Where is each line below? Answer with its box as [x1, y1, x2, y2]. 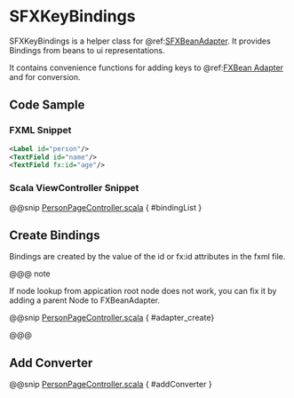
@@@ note [9, 268, 51, 279]
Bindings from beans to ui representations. [9, 44, 165, 55]
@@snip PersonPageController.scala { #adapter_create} [9, 313, 215, 323]
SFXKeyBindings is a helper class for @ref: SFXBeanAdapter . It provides [9, 36, 271, 46]
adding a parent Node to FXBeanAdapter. [9, 295, 161, 306]
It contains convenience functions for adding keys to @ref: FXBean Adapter [9, 62, 284, 73]
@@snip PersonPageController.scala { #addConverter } [9, 379, 212, 390]
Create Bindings [9, 227, 100, 243]
